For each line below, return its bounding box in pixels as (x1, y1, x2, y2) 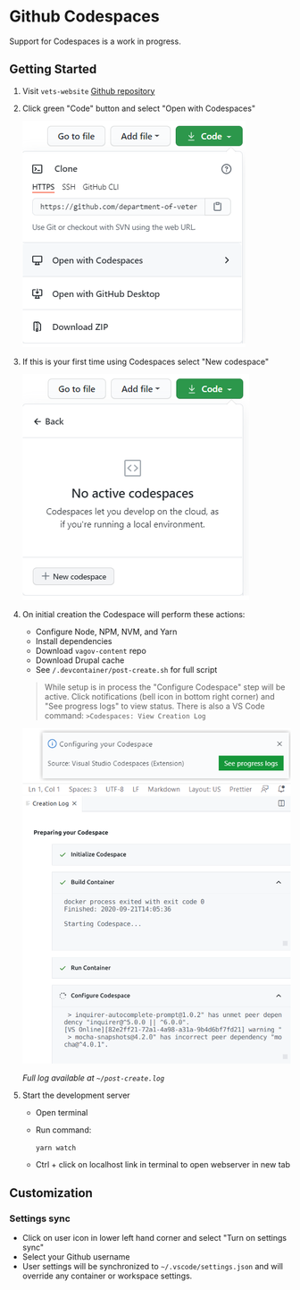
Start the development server (21, 1090, 131, 1101)
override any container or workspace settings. (21, 1270, 193, 1281)
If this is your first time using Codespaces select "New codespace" (21, 356, 270, 367)
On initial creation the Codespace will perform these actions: (21, 608, 246, 619)
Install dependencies (35, 635, 112, 646)
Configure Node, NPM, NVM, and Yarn (35, 626, 178, 637)
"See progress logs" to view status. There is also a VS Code (44, 700, 265, 711)
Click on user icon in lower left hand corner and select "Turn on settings (21, 1232, 287, 1243)
